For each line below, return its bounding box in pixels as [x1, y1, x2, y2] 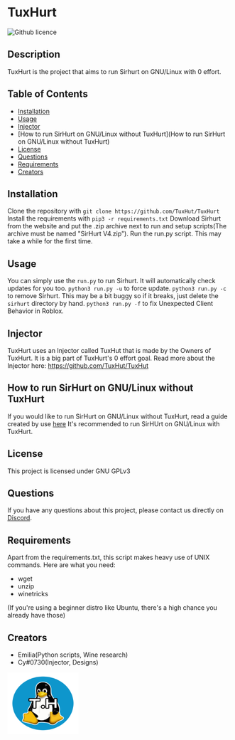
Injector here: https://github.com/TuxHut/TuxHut [7, 361, 149, 370]
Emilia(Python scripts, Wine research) [17, 650, 129, 659]
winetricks [17, 590, 48, 598]
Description [7, 48, 60, 60]
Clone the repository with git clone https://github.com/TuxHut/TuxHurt [7, 207, 220, 216]
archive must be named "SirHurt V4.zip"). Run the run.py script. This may [7, 229, 222, 238]
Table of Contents [7, 88, 89, 100]
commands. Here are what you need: [7, 561, 116, 569]
